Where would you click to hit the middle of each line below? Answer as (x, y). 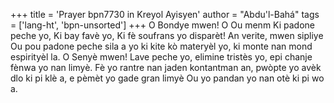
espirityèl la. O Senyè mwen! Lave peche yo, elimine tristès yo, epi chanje (161, 57)
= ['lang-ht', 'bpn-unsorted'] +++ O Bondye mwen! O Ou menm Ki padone (163, 25)
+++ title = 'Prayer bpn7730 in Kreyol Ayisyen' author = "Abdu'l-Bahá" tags (165, 14)
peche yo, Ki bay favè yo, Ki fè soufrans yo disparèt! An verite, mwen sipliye (167, 35)
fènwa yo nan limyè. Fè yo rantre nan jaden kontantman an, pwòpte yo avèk (166, 67)
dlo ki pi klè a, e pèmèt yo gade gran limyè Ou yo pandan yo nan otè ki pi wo (167, 78)
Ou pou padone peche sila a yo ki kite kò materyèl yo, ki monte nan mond (161, 46)
